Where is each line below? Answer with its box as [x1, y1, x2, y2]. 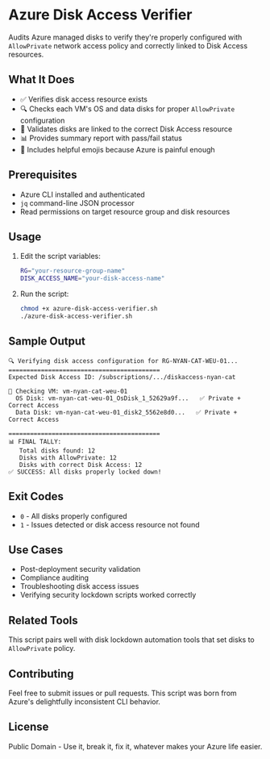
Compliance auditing [19, 573, 89, 582]
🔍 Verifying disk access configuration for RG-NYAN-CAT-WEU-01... [8, 357, 239, 365]
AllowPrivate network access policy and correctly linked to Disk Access [8, 40, 248, 50]
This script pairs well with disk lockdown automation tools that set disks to [8, 635, 255, 644]
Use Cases [8, 543, 64, 557]
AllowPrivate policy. [8, 644, 76, 653]
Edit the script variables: [19, 252, 101, 261]
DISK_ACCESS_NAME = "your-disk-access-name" [19, 274, 165, 283]
